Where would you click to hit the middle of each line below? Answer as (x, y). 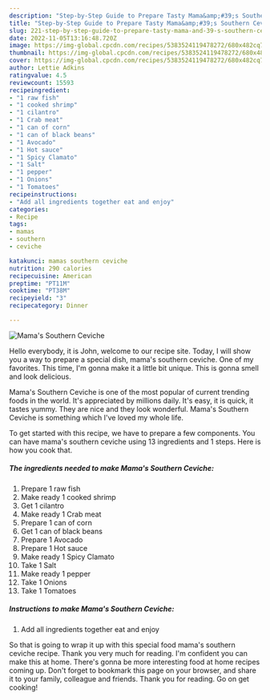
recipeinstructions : (44, 194)
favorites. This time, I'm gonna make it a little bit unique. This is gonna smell (134, 368)
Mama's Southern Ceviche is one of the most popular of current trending (129, 392)
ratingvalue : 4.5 (38, 75)
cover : (20, 61)
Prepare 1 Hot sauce (54, 548)
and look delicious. (40, 376)
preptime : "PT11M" (40, 284)
